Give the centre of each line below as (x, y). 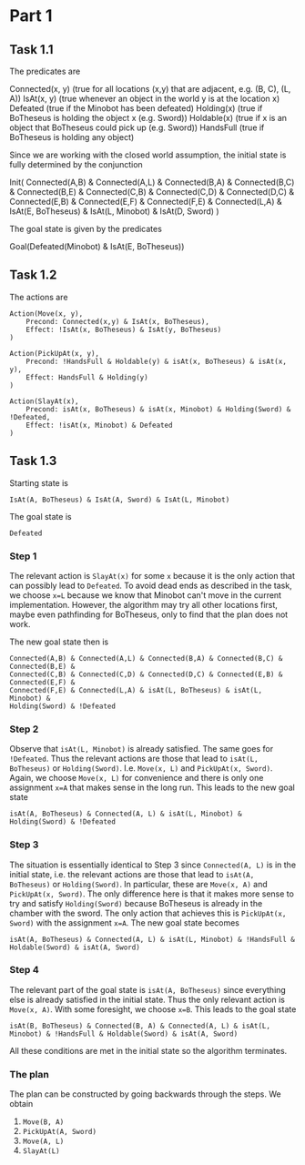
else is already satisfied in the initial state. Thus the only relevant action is (147, 999)
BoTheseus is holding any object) (72, 137)
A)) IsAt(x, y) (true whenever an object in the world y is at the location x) (145, 98)
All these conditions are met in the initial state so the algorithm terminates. (148, 1050)
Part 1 (31, 16)
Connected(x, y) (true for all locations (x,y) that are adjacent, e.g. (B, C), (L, (150, 89)
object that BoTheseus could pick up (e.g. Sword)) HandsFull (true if (137, 127)
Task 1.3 (33, 461)
